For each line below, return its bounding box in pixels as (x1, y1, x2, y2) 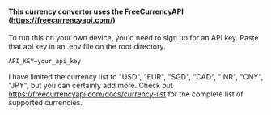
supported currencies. (8, 98, 83, 108)
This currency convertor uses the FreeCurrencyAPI (8, 6, 184, 16)
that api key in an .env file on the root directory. (8, 41, 166, 52)
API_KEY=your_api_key (8, 57, 82, 66)
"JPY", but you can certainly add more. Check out (8, 81, 174, 91)
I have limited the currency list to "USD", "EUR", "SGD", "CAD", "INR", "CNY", (8, 72, 264, 82)
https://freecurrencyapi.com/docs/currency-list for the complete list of (8, 89, 244, 99)
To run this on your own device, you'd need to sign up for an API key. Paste (8, 33, 259, 43)
